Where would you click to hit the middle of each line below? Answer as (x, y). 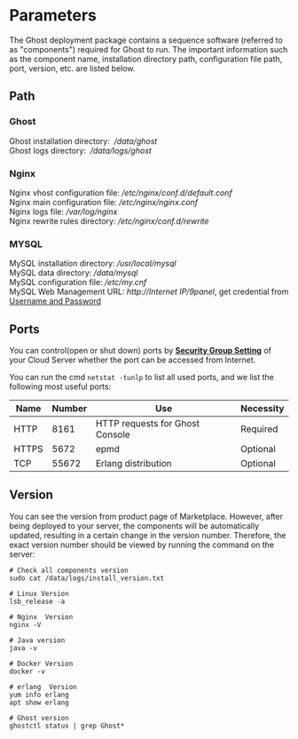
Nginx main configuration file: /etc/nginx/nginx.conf (103, 202)
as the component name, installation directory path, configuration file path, (146, 59)
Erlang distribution (134, 464)
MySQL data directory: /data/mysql (74, 273)
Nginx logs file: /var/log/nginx (63, 211)
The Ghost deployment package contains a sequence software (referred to (146, 40)
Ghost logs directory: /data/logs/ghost (81, 150)
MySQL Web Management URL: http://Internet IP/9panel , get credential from (149, 292)
